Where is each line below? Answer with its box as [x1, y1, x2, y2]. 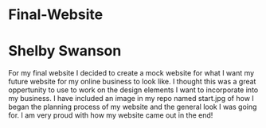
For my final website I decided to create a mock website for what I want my [8, 68, 255, 78]
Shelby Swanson [8, 42, 122, 60]
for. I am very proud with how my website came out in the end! [8, 111, 213, 120]
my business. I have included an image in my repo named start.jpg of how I [8, 94, 255, 103]
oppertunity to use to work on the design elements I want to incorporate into [8, 85, 259, 95]
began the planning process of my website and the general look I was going [8, 102, 257, 112]
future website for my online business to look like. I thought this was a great [8, 77, 256, 87]
